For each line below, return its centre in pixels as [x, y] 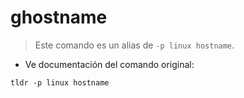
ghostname [59, 17]
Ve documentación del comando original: [109, 64]
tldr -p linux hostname [60, 82]
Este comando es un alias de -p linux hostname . [134, 45]
